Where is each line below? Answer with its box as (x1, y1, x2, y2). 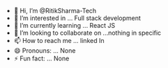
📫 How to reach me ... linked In (13, 37, 105, 44)
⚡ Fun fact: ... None (13, 54, 70, 62)
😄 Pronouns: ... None (13, 46, 76, 55)
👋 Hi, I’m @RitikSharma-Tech (13, 7, 97, 15)
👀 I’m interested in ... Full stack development (13, 14, 142, 22)
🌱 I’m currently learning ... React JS (13, 22, 116, 29)
